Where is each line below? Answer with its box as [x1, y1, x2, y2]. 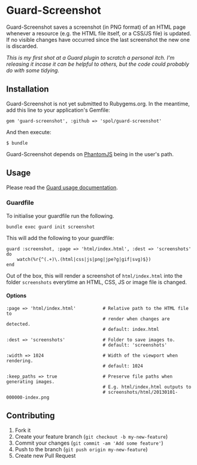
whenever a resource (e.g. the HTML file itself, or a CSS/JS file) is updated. [6, 29, 192, 37]
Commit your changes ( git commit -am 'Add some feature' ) [14, 439, 163, 446]
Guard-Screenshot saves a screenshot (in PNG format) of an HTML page [6, 23, 186, 31]
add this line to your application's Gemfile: [6, 106, 110, 114]
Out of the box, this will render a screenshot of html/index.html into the [6, 272, 183, 279]
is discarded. [6, 42, 38, 50]
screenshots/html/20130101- [108, 390, 178, 396]
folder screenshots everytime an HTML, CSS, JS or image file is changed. [6, 278, 187, 285]
